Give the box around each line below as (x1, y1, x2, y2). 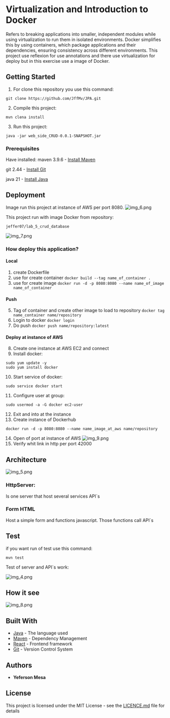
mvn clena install (6, 115, 45, 120)
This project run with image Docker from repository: (6, 214, 114, 220)
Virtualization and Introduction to (6, 4, 149, 15)
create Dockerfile (13, 269, 50, 275)
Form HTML (6, 506, 35, 513)
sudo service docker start (6, 384, 63, 389)
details (6, 708, 20, 714)
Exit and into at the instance (13, 411, 71, 418)
